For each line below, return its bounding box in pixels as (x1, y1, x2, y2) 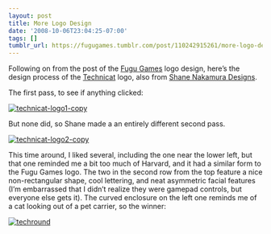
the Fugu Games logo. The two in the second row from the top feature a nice (8, 167, 263, 177)
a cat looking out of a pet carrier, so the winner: (8, 202, 167, 211)
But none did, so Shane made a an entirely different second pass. (8, 119, 226, 129)
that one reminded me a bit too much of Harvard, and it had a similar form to (8, 158, 262, 169)
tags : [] (8, 34, 38, 43)
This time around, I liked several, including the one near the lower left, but (8, 150, 252, 160)
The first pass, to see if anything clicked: (8, 88, 144, 97)
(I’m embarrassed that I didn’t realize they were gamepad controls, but (8, 184, 242, 194)
